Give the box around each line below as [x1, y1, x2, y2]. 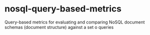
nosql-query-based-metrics [4, 3, 122, 14]
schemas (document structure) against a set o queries [4, 24, 114, 30]
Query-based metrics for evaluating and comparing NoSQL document [4, 19, 145, 25]
